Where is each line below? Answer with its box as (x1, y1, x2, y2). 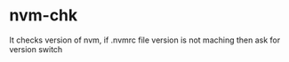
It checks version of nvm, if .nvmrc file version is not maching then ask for (9, 35, 281, 45)
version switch (9, 43, 63, 54)
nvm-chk (9, 5, 78, 26)
